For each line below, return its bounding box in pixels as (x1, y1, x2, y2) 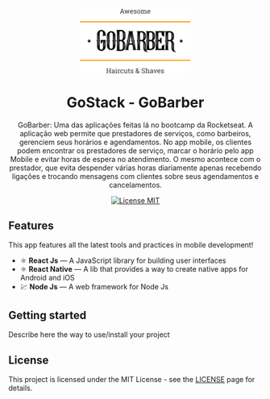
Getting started (8, 308, 87, 322)
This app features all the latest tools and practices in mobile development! (8, 240, 254, 250)
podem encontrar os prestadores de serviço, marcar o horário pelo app (17, 145, 254, 156)
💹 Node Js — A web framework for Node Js (19, 282, 169, 292)
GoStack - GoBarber (66, 93, 205, 111)
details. (8, 383, 33, 393)
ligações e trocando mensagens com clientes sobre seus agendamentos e (11, 171, 260, 181)
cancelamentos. (108, 180, 163, 189)
